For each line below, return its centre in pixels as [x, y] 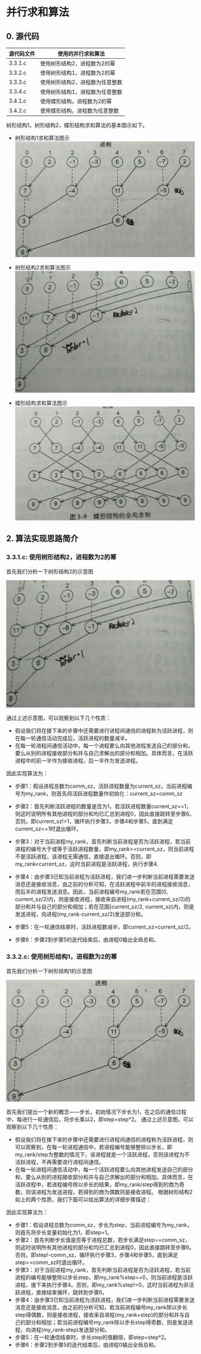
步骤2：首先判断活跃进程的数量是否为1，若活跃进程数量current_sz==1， [103, 806]
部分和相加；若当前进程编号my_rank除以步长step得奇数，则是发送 [107, 1322]
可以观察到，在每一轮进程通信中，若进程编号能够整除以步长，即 [93, 1147]
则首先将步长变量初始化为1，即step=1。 [63, 1232]
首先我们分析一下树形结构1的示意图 [49, 971]
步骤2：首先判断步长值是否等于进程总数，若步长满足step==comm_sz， [102, 1240]
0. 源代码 [23, 36]
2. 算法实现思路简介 [42, 539]
